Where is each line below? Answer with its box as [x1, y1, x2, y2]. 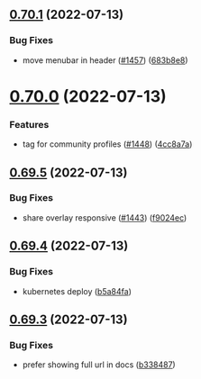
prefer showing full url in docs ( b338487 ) [22, 359, 176, 370]
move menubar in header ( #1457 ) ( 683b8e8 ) [22, 54, 188, 66]
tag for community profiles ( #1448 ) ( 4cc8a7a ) [22, 139, 193, 149]
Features [9, 118, 50, 131]
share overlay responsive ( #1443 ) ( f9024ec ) [22, 212, 187, 223]
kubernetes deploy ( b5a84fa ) [22, 285, 132, 296]
